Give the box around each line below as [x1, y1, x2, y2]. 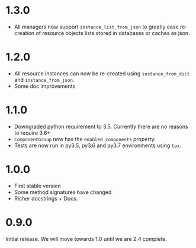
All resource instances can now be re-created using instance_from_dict [14, 69, 190, 77]
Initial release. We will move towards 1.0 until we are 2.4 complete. [5, 235, 167, 242]
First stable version [14, 182, 62, 189]
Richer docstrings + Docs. [14, 195, 78, 202]
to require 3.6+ [14, 129, 51, 136]
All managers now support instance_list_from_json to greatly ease [14, 23, 179, 30]
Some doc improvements [14, 82, 76, 90]
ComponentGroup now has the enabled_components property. [14, 135, 156, 142]
